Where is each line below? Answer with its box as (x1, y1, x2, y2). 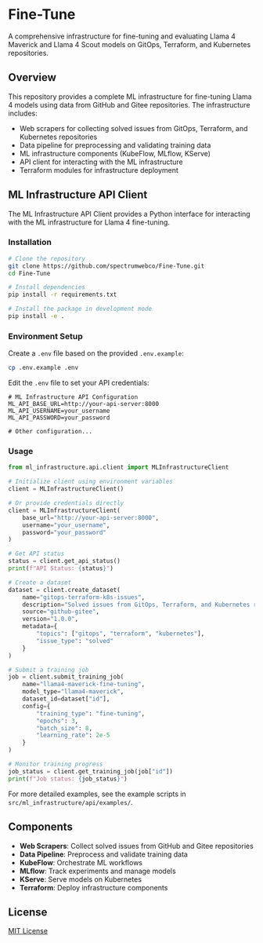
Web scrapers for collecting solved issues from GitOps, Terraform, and (19, 123, 248, 133)
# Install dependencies (8, 283, 86, 291)
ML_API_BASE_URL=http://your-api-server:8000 (8, 400, 159, 408)
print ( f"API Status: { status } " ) (8, 565, 113, 572)
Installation (8, 237, 52, 248)
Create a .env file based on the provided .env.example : (8, 349, 184, 358)
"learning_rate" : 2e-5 (36, 732, 110, 740)
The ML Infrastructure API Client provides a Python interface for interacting (8, 209, 250, 218)
